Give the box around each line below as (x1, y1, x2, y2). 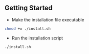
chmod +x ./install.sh (4, 26, 51, 31)
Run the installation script (11, 35, 63, 41)
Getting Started (4, 4, 53, 12)
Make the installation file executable (11, 17, 84, 22)
